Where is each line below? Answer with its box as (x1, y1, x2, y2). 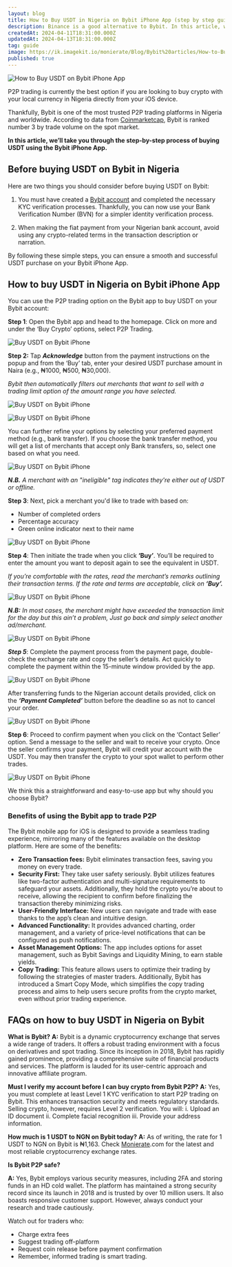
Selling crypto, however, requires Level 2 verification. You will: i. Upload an (8, 1105, 220, 1113)
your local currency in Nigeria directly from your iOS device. (8, 95, 178, 103)
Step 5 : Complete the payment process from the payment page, (8, 648, 189, 656)
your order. (8, 704, 40, 712)
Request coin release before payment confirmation (17, 1245, 162, 1253)
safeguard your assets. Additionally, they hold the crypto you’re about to (17, 884, 223, 893)
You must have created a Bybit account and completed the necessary (17, 195, 216, 204)
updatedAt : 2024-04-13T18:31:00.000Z (8, 36, 116, 43)
